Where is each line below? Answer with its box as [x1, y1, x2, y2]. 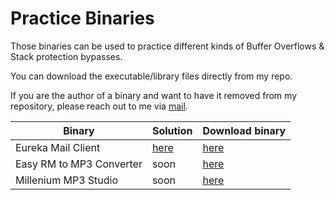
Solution [151, 123, 193, 137]
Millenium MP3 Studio [15, 173, 119, 187]
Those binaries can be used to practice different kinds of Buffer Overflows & [10, 40, 325, 52]
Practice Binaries [10, 7, 155, 30]
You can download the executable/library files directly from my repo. [10, 70, 293, 82]
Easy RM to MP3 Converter [15, 157, 143, 171]
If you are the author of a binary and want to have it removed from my [10, 89, 298, 101]
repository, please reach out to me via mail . [10, 100, 188, 112]
